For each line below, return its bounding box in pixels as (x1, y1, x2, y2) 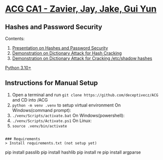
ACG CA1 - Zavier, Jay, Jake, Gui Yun (5, 3, 157, 15)
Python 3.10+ (5, 65, 32, 71)
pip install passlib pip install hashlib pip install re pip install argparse (5, 149, 141, 155)
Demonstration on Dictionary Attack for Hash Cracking (12, 50, 122, 56)
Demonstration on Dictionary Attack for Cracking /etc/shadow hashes (12, 55, 152, 61)
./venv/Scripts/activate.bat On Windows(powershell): (12, 112, 125, 118)
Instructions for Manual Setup (5, 79, 98, 87)
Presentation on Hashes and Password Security (12, 45, 108, 51)
